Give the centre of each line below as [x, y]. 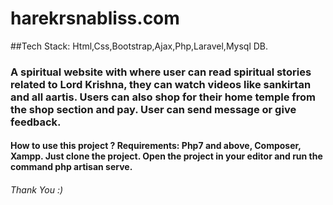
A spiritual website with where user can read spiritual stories [161, 72]
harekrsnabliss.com [95, 18]
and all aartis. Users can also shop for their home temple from [163, 97]
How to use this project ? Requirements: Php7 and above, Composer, [156, 146]
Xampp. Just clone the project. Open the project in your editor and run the [166, 156]
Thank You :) [37, 190]
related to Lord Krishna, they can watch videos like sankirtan [161, 84]
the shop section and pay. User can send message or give [153, 109]
